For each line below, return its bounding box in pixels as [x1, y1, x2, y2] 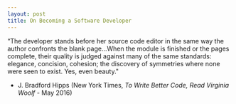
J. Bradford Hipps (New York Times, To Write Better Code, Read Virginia [17, 80, 230, 89]
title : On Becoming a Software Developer [7, 17, 132, 24]
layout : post [7, 10, 46, 18]
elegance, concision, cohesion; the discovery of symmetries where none [7, 59, 220, 68]
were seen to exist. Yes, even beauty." [7, 67, 119, 76]
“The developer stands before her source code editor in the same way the [7, 36, 224, 45]
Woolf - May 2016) [17, 88, 73, 97]
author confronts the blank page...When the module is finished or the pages [7, 44, 230, 53]
